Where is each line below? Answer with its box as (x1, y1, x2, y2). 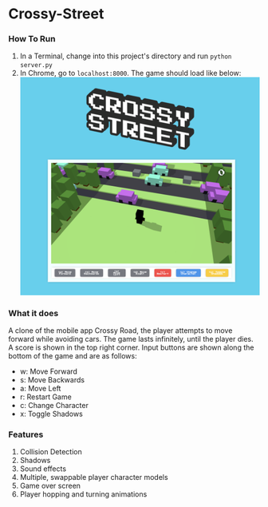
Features (8, 429, 44, 440)
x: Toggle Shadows (19, 409, 84, 418)
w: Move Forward (19, 366, 78, 376)
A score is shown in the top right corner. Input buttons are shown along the (8, 343, 254, 352)
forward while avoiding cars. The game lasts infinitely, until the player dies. (8, 334, 254, 343)
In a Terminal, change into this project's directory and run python (19, 51, 232, 61)
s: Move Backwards (19, 374, 85, 384)
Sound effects (19, 464, 66, 473)
